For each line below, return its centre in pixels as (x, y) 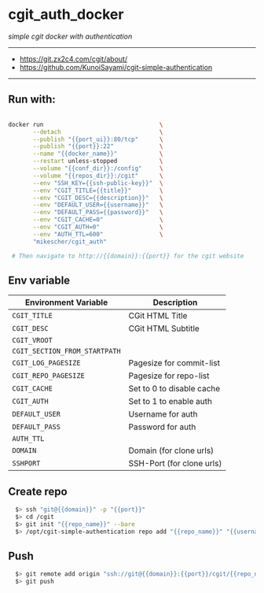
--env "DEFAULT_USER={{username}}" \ (98, 205)
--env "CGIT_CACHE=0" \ (98, 220)
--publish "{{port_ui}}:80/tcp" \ (98, 139)
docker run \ (86, 124)
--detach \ (98, 132)
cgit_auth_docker (66, 15)
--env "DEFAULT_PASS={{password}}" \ (98, 213)
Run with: (32, 100)
